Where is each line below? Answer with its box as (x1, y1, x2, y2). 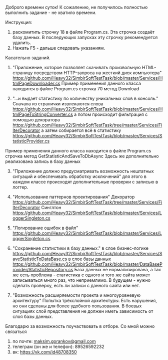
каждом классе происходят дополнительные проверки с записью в (12, 179, 158, 185)
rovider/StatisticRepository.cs (12, 267, 73, 272)
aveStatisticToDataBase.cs (12, 256, 67, 262)
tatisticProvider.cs (12, 138, 50, 144)
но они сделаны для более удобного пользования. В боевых (12, 303, 142, 309)
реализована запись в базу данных (5, 158, 81, 164)
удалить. (12, 40, 31, 46)
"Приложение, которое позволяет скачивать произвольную (12, 65, 141, 70)
